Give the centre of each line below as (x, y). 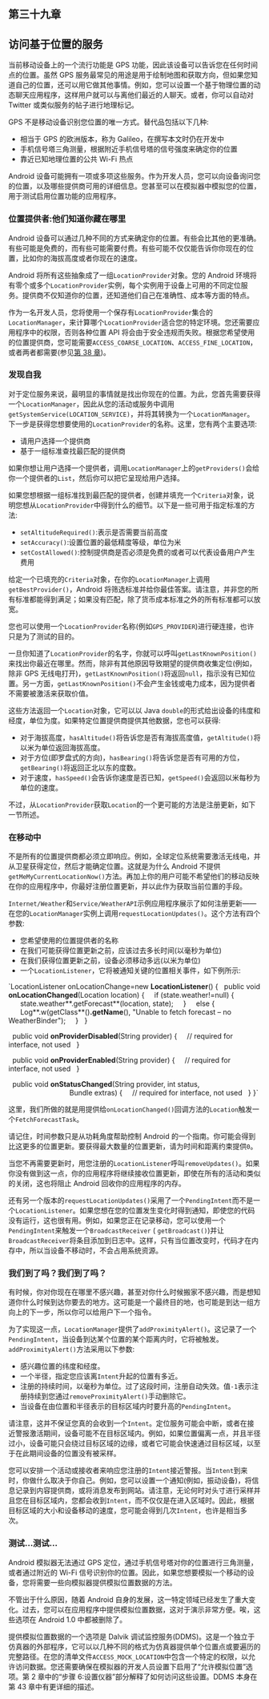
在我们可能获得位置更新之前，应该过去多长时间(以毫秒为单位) (121, 950)
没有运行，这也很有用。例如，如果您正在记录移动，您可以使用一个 (117, 1221)
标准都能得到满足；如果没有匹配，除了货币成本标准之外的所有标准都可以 (134, 599)
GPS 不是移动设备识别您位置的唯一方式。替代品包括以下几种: (109, 122)
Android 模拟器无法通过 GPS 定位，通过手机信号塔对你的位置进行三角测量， (133, 1562)
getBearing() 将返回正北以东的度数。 (80, 767)
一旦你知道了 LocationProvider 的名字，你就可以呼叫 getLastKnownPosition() (133, 653)
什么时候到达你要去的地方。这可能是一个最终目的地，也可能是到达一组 (138, 1302)
